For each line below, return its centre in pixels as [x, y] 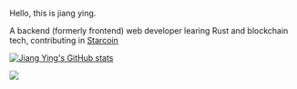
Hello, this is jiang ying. [53, 13]
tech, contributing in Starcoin [64, 40]
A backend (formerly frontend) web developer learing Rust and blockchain [149, 30]
